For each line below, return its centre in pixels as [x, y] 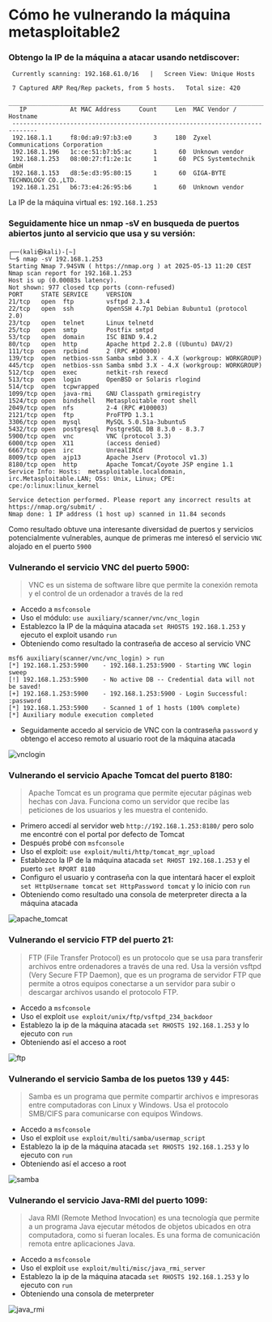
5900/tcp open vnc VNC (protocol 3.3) [90, 436]
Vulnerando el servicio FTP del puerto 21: [91, 940]
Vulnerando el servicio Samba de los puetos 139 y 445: [119, 1078]
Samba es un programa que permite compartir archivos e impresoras [143, 1096]
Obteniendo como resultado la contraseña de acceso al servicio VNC [135, 644]
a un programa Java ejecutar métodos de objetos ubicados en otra [139, 1226]
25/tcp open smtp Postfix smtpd [81, 329]
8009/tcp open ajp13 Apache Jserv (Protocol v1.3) [108, 457]
